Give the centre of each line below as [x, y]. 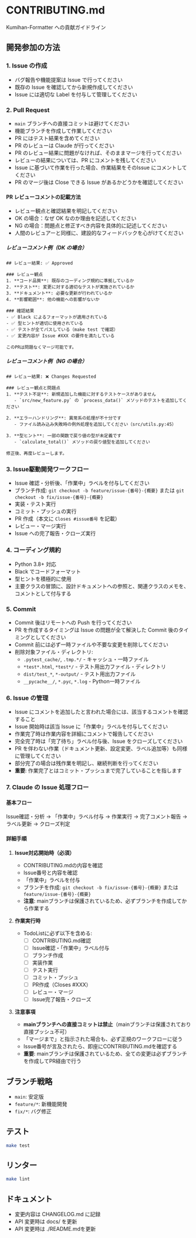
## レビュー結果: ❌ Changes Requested [51, 377]
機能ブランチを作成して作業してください [63, 130]
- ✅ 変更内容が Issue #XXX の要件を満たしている [60, 336]
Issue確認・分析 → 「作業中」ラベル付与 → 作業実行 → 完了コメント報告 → [97, 817]
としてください [48, 637]
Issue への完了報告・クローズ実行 [55, 534]
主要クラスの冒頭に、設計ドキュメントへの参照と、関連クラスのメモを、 [102, 586]
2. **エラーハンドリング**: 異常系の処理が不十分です [64, 418]
